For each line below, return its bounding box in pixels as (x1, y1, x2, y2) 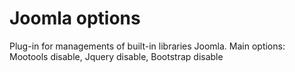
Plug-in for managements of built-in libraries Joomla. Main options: (9, 40, 286, 52)
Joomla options (9, 7, 141, 30)
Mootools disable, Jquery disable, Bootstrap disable (9, 50, 224, 62)
